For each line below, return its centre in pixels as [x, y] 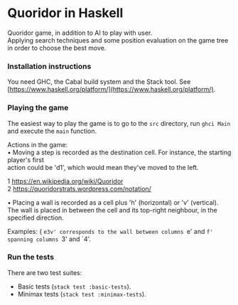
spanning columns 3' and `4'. [49, 239]
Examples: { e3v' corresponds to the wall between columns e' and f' [110, 231]
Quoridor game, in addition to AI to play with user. [80, 33]
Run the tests [31, 257]
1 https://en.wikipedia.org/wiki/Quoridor [65, 181]
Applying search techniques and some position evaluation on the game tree [118, 40]
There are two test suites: [45, 272]
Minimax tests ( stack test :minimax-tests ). [82, 294]
